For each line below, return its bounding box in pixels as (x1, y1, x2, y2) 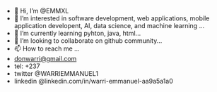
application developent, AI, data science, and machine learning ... (13, 22, 205, 29)
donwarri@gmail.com (13, 55, 77, 63)
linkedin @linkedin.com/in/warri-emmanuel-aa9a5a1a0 (13, 77, 173, 85)
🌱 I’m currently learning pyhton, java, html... (13, 29, 141, 37)
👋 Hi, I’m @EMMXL (13, 7, 69, 15)
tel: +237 (13, 62, 40, 70)
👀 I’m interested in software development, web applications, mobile (13, 14, 210, 22)
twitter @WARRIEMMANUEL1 (13, 70, 99, 77)
